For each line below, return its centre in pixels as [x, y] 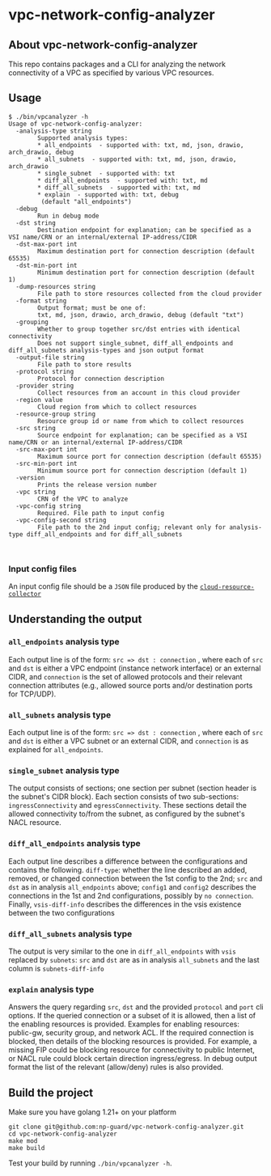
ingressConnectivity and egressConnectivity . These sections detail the [127, 806]
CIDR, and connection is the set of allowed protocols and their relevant [125, 676]
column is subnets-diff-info [56, 968]
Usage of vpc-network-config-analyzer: [76, 124]
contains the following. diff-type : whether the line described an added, [128, 869]
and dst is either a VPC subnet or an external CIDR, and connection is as [129, 741]
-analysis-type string [54, 131]
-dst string [36, 223]
